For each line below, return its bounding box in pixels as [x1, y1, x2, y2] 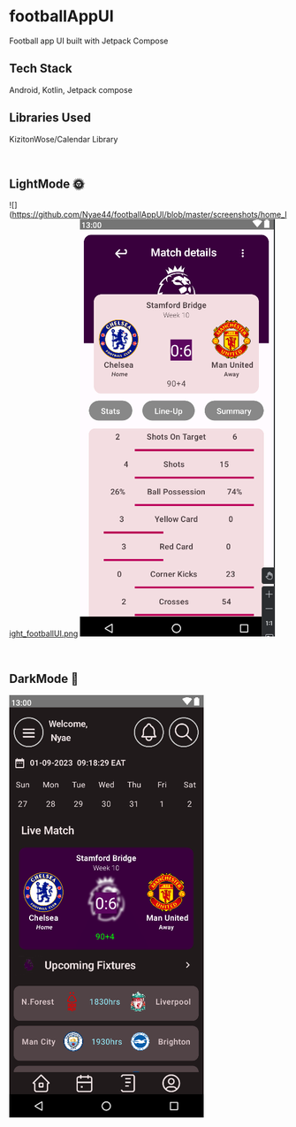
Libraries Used [9, 111, 91, 126]
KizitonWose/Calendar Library [9, 134, 118, 144]
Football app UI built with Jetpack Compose [9, 35, 169, 46]
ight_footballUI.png [9, 628, 79, 639]
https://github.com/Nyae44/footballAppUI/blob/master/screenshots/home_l [11, 210, 287, 220]
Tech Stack [9, 61, 72, 76]
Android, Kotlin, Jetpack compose [9, 84, 133, 95]
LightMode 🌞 [9, 176, 85, 191]
